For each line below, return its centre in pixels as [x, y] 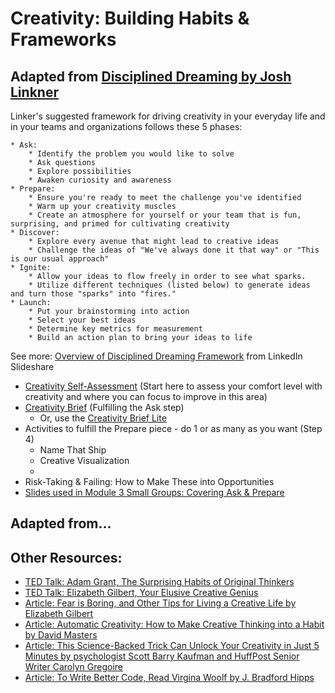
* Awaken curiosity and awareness [100, 180]
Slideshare [32, 366]
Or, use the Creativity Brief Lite [103, 418]
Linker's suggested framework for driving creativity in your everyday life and [168, 116]
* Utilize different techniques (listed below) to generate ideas [169, 285]
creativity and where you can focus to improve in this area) [146, 396]
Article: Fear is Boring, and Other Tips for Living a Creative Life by [160, 603]
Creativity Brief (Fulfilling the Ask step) [104, 407]
